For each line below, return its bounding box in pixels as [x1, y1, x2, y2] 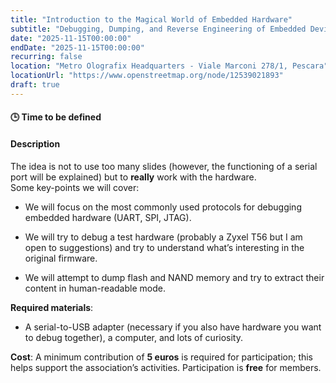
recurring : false [10, 52, 83, 62]
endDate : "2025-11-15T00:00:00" [10, 42, 145, 53]
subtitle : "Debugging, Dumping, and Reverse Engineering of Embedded [10, 24, 307, 34]
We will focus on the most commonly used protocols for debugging [24, 201, 302, 213]
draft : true [10, 80, 60, 90]
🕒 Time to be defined [10, 111, 102, 123]
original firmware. [24, 252, 98, 264]
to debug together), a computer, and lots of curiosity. [24, 331, 244, 343]
